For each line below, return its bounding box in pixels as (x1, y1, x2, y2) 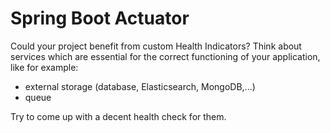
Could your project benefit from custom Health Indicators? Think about (10, 40, 302, 52)
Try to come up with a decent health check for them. (10, 110, 227, 122)
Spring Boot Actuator (10, 7, 190, 30)
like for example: (10, 61, 79, 73)
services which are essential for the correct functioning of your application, (10, 50, 321, 62)
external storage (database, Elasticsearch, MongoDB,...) (24, 80, 256, 92)
